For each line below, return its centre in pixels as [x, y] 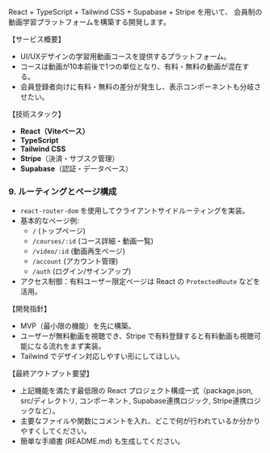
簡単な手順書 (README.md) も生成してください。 [102, 441]
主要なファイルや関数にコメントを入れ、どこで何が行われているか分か [137, 421]
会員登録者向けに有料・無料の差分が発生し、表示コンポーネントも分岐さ [140, 87]
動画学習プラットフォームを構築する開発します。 [90, 22]
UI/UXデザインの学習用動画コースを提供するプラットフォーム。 [125, 56]
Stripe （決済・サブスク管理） [70, 159]
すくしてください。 [59, 431]
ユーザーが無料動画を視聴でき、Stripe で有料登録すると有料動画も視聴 [137, 336]
